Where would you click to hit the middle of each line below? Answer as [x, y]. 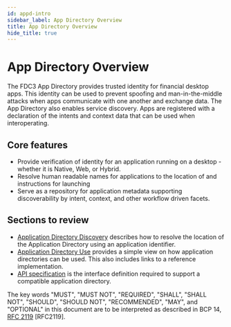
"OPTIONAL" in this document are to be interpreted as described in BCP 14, [114, 309]
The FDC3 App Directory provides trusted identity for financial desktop [108, 87]
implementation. [40, 266]
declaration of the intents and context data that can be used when [101, 116]
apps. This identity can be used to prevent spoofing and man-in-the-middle [115, 94]
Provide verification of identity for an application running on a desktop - [119, 161]
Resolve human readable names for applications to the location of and [117, 176]
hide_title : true [32, 33]
